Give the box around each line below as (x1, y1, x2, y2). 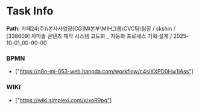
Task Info (6, 4, 54, 18)
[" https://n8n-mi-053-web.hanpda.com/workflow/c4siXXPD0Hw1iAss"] (14, 68, 194, 75)
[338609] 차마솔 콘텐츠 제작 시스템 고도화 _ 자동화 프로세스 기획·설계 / (6, 32, 172, 40)
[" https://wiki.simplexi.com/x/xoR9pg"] (14, 96, 112, 103)
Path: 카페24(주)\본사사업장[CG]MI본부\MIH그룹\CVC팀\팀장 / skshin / (6, 25, 176, 32)
